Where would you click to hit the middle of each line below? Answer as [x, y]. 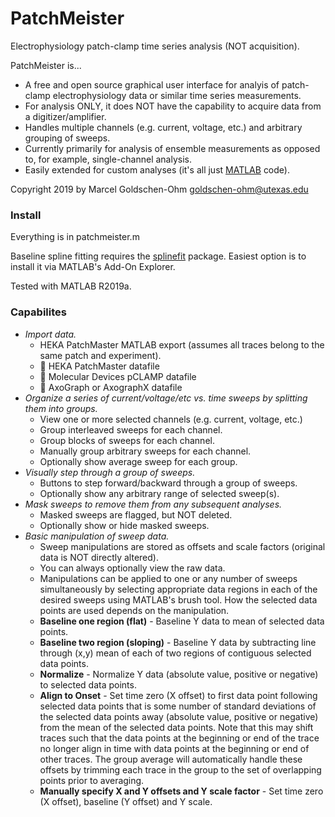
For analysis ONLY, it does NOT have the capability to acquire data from [173, 106]
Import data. [50, 334]
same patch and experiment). [100, 355]
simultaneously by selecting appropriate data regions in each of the [178, 589]
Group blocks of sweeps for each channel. [127, 440]
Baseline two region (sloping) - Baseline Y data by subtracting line [178, 642]
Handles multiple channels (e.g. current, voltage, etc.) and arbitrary [163, 127]
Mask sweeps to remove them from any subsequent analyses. [153, 504]
